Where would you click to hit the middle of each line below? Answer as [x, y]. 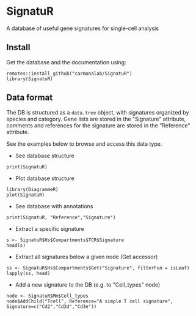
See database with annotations [54, 206]
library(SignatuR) [30, 79]
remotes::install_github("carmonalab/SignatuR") [69, 73]
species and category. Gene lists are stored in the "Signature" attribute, [96, 119]
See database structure [45, 156]
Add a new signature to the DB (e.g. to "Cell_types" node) [88, 284]
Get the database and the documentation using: [66, 62]
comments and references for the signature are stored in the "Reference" [98, 125]
